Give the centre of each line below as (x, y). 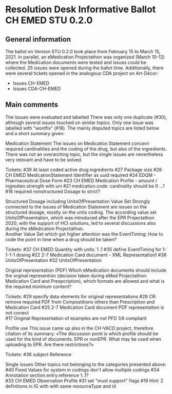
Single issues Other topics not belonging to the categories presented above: (86, 364)
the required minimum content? (39, 286)
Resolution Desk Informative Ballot (81, 9)
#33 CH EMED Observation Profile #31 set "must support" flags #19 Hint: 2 (84, 381)
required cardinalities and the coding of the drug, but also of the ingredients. (86, 149)
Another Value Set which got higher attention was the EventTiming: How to (84, 234)
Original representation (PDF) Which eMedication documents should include (86, 270)
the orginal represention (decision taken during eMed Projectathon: (76, 276)
